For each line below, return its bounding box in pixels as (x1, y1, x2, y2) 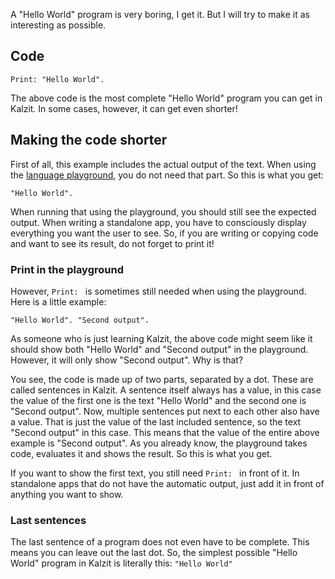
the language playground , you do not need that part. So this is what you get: (10, 169, 324, 181)
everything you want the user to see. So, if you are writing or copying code (10, 227, 319, 239)
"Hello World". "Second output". (10, 315, 150, 325)
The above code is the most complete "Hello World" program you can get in (10, 92, 323, 104)
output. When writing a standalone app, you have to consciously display (10, 216, 307, 228)
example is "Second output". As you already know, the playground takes (10, 437, 308, 449)
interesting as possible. (10, 19, 107, 31)
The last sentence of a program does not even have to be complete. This (10, 536, 310, 548)
